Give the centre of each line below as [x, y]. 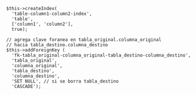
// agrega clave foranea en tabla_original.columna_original [84, 40]
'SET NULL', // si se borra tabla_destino [65, 81]
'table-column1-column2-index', [52, 14]
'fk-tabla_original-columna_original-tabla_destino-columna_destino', [101, 55]
